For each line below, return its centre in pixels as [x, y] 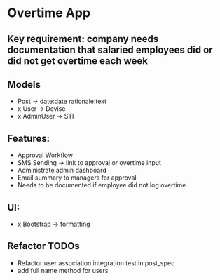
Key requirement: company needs [83, 39]
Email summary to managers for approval [77, 178]
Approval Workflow [45, 155]
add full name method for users [63, 270]
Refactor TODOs [44, 246]
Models [24, 85]
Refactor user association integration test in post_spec [96, 263]
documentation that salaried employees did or [110, 49]
